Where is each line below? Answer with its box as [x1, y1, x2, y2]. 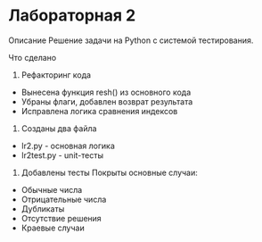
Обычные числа [20, 184, 83, 195]
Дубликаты [20, 203, 65, 214]
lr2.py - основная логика [20, 140, 115, 151]
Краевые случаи [20, 222, 86, 233]
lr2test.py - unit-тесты [20, 149, 104, 161]
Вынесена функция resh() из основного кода [20, 87, 192, 97]
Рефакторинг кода [20, 69, 91, 80]
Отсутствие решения [20, 213, 102, 223]
